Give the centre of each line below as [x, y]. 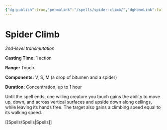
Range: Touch [20, 67]
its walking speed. [24, 112]
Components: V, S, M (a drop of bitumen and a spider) [61, 77]
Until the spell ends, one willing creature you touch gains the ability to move [83, 96]
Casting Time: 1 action [29, 58]
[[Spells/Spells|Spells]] [29, 122]
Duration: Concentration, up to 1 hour [43, 87]
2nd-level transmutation [30, 48]
